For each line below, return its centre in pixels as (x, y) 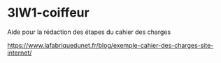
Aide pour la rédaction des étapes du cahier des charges (89, 32)
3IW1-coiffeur (48, 13)
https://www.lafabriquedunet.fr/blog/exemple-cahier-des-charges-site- (110, 45)
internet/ (20, 53)
